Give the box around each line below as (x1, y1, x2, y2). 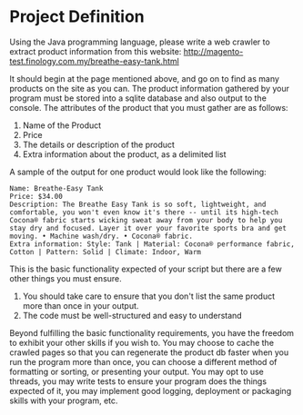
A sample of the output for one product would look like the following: (9, 166, 267, 177)
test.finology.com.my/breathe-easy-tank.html (9, 55, 179, 66)
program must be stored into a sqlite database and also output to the (9, 93, 267, 104)
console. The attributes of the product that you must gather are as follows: (9, 102, 288, 113)
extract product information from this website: (9, 45, 182, 56)
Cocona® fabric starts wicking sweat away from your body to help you (9, 215, 283, 224)
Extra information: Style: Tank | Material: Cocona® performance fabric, (9, 239, 296, 249)
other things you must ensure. (9, 272, 123, 283)
